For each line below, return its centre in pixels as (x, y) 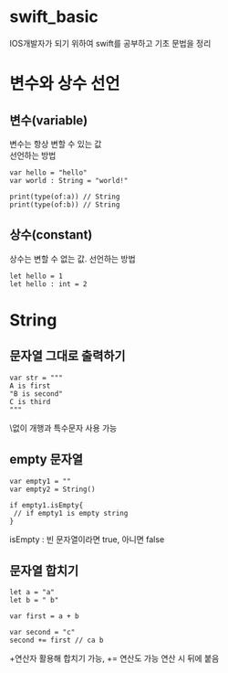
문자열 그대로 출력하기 (67, 356)
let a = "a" (32, 593)
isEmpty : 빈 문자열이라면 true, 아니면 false (87, 539)
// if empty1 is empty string (71, 513)
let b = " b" (34, 601)
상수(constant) (51, 235)
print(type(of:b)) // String (65, 204)
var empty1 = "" (40, 481)
